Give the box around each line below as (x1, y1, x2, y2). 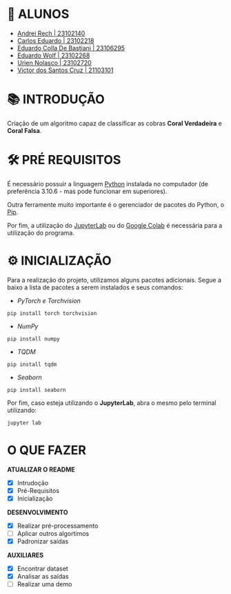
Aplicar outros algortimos (17, 529, 90, 537)
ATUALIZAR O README (7, 465, 75, 474)
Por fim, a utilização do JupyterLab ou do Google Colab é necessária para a (7, 221, 223, 229)
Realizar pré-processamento (17, 521, 99, 530)
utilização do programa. (7, 228, 74, 237)
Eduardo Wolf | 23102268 (17, 51, 90, 60)
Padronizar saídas (17, 537, 69, 546)
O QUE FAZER (7, 442, 86, 458)
